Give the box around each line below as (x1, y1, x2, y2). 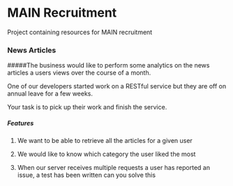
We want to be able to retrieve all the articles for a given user (17, 137, 193, 145)
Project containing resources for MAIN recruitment (7, 28, 153, 36)
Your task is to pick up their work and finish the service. (7, 103, 167, 111)
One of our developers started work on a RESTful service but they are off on (7, 82, 227, 91)
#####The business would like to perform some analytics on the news (7, 61, 210, 70)
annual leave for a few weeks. (7, 89, 93, 98)
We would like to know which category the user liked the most (17, 150, 196, 158)
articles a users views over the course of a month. (7, 68, 151, 77)
